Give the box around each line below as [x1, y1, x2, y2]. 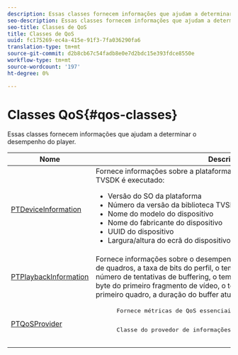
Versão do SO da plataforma [107, 191, 202, 201]
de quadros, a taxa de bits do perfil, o [95, 263, 220, 273]
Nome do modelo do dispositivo [107, 209, 214, 219]
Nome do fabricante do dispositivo [107, 218, 223, 228]
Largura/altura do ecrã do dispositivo [107, 236, 232, 246]
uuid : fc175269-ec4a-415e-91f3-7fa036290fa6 [7, 37, 141, 44]
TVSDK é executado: [95, 175, 165, 185]
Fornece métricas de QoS [116, 307, 197, 315]
